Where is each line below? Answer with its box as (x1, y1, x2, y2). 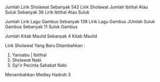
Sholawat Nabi (12, 57, 41, 63)
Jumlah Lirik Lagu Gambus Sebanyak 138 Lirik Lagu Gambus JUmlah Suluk (5, 19, 155, 24)
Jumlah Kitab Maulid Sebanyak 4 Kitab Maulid (5, 33, 97, 39)
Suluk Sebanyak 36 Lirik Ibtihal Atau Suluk (5, 9, 90, 15)
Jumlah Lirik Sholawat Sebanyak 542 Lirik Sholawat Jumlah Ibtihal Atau (5, 4, 148, 10)
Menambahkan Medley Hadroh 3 (5, 72, 71, 77)
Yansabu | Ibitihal (12, 52, 47, 58)
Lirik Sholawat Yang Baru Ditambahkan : (5, 43, 86, 48)
